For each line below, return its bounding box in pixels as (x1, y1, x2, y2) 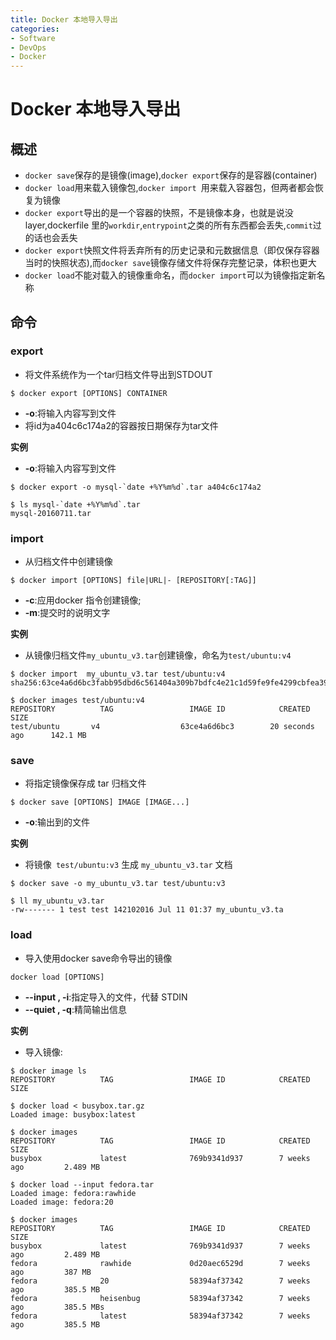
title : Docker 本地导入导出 (10, 14, 118, 25)
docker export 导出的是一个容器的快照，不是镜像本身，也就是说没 (24, 207, 294, 219)
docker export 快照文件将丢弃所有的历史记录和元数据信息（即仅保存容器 (24, 244, 320, 256)
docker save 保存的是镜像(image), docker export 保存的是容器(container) (24, 169, 318, 181)
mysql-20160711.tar (10, 508, 92, 518)
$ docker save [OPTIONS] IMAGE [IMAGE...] (10, 797, 190, 808)
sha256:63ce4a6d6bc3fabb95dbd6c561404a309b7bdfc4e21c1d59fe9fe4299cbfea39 (10, 678, 329, 688)
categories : (10, 24, 60, 34)
